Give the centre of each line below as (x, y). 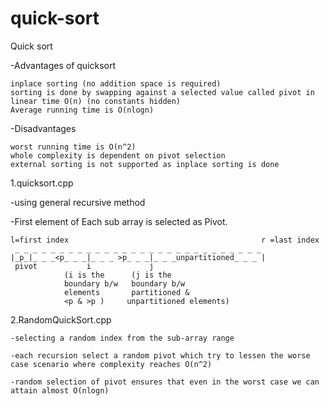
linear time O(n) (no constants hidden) (96, 101)
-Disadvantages (43, 128)
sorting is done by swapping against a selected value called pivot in (162, 92)
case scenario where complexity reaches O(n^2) (111, 364)
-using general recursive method (78, 202)
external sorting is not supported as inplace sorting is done (145, 164)
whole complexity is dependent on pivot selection (118, 155)
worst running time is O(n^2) (73, 147)
